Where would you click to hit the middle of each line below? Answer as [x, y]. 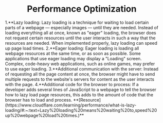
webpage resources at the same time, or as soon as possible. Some [73, 53]
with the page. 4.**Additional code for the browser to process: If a [72, 84]
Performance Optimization [82, 9]
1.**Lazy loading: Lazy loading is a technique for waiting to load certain [77, 22]
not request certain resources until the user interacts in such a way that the [80, 38]
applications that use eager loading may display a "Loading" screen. [73, 58]
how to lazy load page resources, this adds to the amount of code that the [79, 95]
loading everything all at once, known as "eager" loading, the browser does [81, 33]
